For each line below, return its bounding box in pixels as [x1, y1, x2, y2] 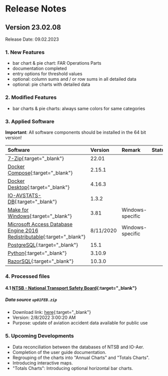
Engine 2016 [7, 227, 38, 234]
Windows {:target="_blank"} [7, 213, 72, 220]
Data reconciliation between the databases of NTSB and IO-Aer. [12, 344, 144, 350]
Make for [7, 206, 29, 213]
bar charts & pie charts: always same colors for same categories [12, 105, 145, 111]
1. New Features [5, 49, 45, 56]
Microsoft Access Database [7, 221, 73, 228]
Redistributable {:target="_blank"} [7, 233, 86, 240]
